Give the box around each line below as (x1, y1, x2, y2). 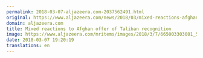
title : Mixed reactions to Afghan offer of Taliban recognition (6, 25, 172, 32)
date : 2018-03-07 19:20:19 (6, 37, 74, 43)
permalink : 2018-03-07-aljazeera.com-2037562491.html (6, 8, 145, 15)
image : (6, 31, 23, 37)
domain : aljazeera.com (6, 20, 63, 26)
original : (6, 14, 31, 21)
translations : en (6, 43, 50, 49)
